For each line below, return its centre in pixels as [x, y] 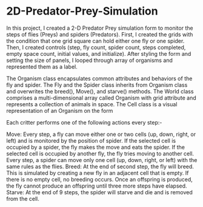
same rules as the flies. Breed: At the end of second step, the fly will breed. [100, 166]
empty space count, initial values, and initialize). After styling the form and [99, 53]
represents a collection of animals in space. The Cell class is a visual [92, 104]
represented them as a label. [42, 66]
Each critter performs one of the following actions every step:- [84, 122]
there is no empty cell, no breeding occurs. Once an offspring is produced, [99, 179]
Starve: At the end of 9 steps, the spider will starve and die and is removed [99, 192]
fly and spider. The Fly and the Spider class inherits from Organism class [97, 85]
